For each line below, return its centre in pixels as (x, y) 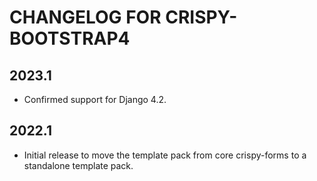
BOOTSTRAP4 (70, 38)
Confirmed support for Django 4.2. (95, 99)
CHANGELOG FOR (85, 17)
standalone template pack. (78, 165)
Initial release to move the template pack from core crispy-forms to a (165, 155)
